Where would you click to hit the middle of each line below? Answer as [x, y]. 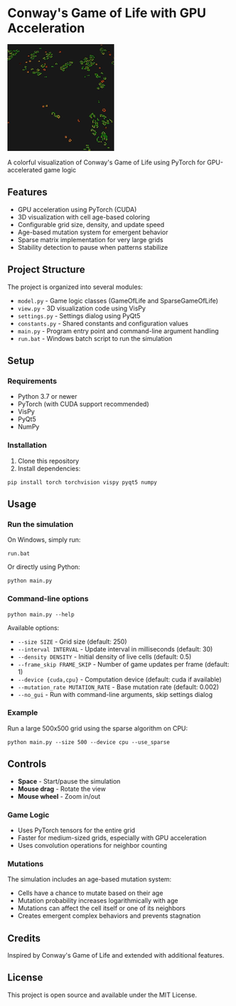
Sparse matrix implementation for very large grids [90, 239]
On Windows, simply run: [44, 540]
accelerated [25, 169]
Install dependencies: [49, 468]
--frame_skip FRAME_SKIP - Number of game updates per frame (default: [123, 664]
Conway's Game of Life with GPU [107, 13]
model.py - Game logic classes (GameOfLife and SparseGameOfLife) [118, 300]
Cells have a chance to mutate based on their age [90, 893]
